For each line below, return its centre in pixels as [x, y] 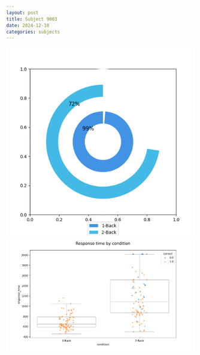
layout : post [22, 13]
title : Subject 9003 [32, 19]
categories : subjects [33, 32]
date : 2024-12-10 [28, 25]
